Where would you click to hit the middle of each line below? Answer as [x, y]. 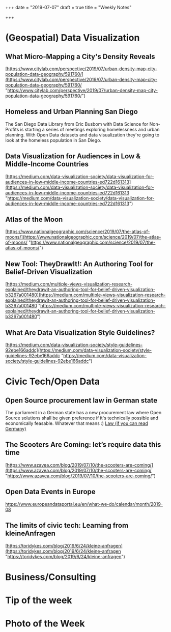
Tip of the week [39, 600]
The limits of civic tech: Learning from [67, 525]
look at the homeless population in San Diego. [53, 140]
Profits [12, 129]
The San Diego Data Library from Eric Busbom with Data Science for [77, 124]
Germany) [16, 429]
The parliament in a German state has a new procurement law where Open [83, 413]
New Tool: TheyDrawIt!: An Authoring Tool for [79, 264]
